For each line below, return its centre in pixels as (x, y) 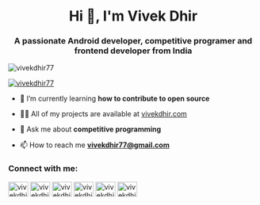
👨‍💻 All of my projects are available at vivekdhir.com (103, 114)
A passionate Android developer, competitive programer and (133, 41)
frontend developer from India (133, 51)
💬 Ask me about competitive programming (90, 129)
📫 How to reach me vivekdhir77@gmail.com (95, 145)
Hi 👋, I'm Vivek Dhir (133, 16)
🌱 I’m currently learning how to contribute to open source (115, 99)
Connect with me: (43, 169)
